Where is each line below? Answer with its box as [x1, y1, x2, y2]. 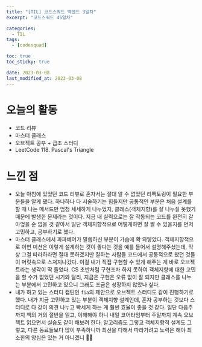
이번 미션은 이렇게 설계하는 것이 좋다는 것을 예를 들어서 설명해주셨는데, [21, 243, 188, 251]
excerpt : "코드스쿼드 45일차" [6, 15, 74, 21]
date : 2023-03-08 [6, 70, 50, 76]
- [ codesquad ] [11, 42, 47, 48]
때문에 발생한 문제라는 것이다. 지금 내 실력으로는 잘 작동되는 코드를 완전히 [14, 213, 188, 221]
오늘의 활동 [6, 103, 58, 117]
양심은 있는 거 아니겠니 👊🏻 [31, 334, 93, 342]
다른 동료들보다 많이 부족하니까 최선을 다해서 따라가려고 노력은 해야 [28, 326, 186, 334]
